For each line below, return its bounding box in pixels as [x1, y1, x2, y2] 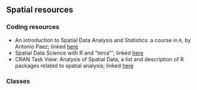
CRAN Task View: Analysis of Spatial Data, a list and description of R [14, 55, 184, 62]
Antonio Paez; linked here [14, 43, 78, 50]
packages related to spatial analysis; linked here [14, 62, 134, 69]
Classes [6, 77, 31, 85]
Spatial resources [6, 5, 74, 15]
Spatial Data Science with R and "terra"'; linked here [14, 49, 144, 56]
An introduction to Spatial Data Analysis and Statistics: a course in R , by [14, 36, 191, 44]
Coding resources [6, 23, 60, 31]
